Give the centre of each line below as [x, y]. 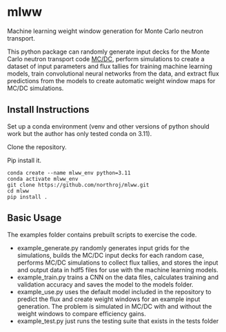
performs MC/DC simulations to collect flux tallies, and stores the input [117, 263]
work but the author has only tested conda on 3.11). [80, 133]
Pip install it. [24, 160]
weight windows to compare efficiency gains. [81, 313]
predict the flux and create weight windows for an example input [109, 299]
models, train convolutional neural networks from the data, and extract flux [113, 74]
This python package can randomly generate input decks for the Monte [109, 52]
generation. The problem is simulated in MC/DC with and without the [114, 306]
